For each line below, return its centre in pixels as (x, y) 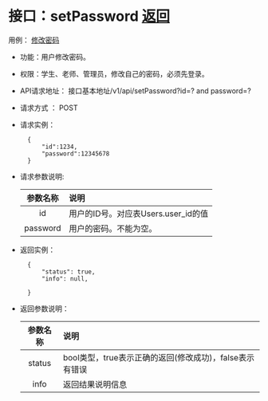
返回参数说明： (44, 309)
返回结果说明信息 (95, 384)
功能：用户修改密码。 (55, 57)
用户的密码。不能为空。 (113, 228)
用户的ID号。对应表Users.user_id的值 (139, 214)
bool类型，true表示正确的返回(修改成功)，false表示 (159, 357)
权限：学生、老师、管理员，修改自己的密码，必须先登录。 (114, 73)
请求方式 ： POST (49, 108)
